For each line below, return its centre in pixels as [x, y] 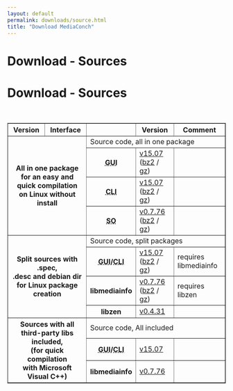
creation [47, 294]
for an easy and [47, 177]
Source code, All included [132, 328]
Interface [66, 129]
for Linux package [47, 285]
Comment [199, 129]
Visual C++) [48, 376]
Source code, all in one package [142, 141]
